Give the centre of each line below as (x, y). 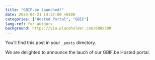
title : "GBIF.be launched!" (35, 10)
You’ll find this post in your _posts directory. (51, 42)
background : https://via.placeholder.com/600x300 (58, 28)
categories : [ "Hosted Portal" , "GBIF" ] (47, 19)
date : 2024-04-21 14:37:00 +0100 (40, 14)
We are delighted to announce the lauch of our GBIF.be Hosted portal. (77, 52)
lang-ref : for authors (29, 24)
